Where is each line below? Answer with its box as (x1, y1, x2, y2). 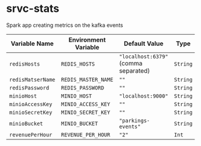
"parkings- (118, 117, 150, 124)
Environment (68, 35, 106, 44)
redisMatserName (9, 76, 56, 83)
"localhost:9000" (118, 92, 169, 100)
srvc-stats (6, 2, 60, 15)
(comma (118, 59, 142, 67)
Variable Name (11, 39, 54, 48)
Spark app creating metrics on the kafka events (6, 21, 124, 29)
